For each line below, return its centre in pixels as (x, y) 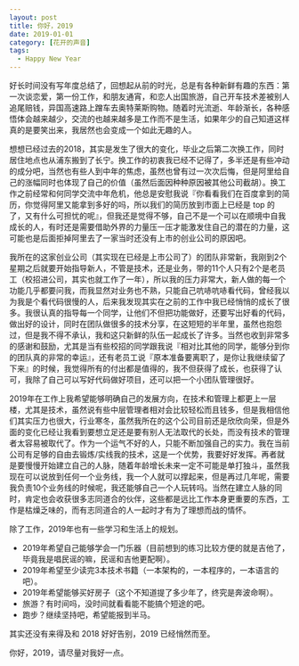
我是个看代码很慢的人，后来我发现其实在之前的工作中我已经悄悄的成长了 (149, 301)
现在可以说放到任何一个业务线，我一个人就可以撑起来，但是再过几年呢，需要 (149, 477)
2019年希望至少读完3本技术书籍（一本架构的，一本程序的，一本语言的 (150, 570)
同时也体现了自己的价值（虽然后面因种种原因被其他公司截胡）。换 (159, 182)
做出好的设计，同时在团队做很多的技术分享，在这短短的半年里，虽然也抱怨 (145, 324)
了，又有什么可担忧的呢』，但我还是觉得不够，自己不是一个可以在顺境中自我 (148, 216)
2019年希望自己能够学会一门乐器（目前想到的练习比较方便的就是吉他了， (156, 548)
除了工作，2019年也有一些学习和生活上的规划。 (96, 529)
